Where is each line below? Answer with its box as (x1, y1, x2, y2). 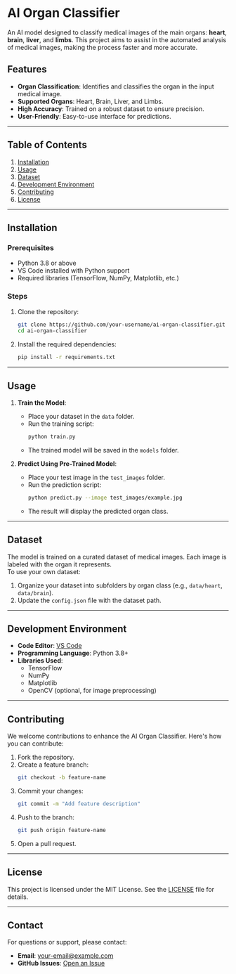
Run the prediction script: (27, 480, 102, 489)
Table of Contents (7, 139, 88, 151)
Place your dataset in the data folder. (27, 412, 135, 420)
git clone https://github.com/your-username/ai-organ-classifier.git (17, 321, 226, 328)
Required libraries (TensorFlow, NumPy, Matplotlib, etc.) (17, 274, 179, 283)
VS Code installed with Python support (17, 266, 130, 275)
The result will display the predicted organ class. (27, 507, 169, 515)
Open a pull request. (17, 839, 77, 848)
